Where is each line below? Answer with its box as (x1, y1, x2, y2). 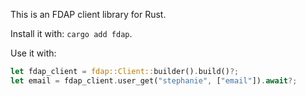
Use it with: (10, 47, 57, 59)
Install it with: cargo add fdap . (10, 28, 133, 39)
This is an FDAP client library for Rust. (10, 9, 167, 20)
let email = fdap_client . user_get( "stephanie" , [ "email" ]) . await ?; (10, 75, 298, 86)
